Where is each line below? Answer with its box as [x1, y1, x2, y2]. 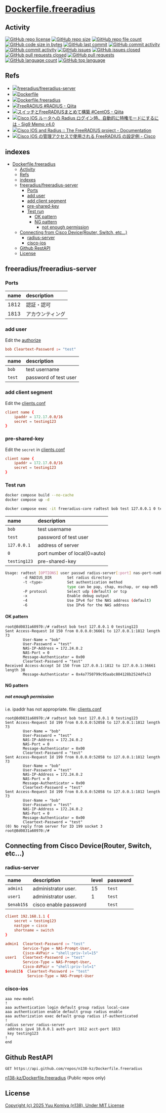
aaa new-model [5, 996, 35, 1002]
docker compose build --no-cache [5, 493, 74, 498]
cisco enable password [33, 901, 86, 908]
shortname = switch [14, 928, 54, 933]
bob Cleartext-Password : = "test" [5, 347, 77, 352]
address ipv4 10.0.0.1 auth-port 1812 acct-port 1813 [7, 1027, 121, 1032]
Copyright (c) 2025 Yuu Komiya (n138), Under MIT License [5, 1102, 124, 1108]
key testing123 [7, 1031, 39, 1036]
